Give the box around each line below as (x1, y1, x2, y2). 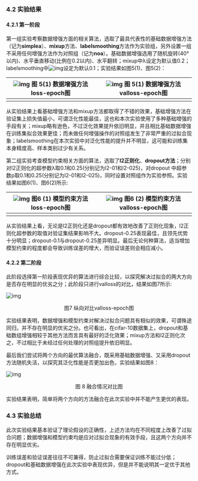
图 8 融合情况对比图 (75, 383, 123, 390)
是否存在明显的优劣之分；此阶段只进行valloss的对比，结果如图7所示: (6, 281, 172, 288)
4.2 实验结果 (6, 5, 42, 13)
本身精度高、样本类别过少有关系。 (6, 144, 89, 151)
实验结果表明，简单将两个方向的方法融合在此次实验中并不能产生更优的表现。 (6, 396, 192, 403)
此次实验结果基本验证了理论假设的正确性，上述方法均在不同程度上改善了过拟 (6, 426, 192, 433)
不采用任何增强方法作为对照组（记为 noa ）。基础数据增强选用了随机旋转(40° (6, 50, 189, 57)
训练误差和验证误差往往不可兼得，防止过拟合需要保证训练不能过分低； (6, 453, 177, 460)
